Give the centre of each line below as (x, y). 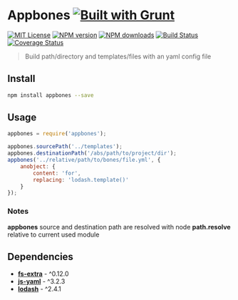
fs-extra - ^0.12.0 (43, 274)
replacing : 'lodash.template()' (81, 180)
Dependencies (40, 257)
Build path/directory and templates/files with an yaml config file (118, 56)
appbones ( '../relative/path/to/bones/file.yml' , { (84, 160)
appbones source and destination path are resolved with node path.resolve (119, 227)
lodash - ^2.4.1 (40, 289)
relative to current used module (53, 234)
